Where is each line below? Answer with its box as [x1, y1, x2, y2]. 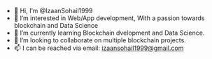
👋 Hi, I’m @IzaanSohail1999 [13, 7, 93, 15]
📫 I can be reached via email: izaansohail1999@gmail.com [13, 44, 184, 52]
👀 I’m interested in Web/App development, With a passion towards [13, 14, 205, 22]
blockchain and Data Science [13, 22, 99, 29]
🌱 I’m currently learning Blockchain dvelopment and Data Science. [13, 28, 205, 37]
